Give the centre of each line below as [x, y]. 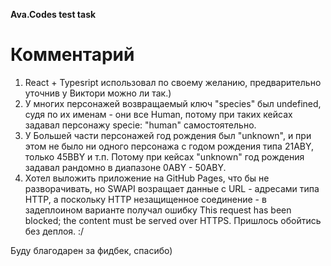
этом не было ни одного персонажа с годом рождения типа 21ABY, [169, 146]
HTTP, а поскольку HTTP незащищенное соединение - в [145, 199]
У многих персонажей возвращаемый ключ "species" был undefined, [173, 103]
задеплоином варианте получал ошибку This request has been [158, 210]
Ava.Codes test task [53, 14]
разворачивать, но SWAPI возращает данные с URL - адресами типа [172, 188]
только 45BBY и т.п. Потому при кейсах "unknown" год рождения [164, 156]
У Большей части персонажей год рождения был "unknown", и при [168, 135]
